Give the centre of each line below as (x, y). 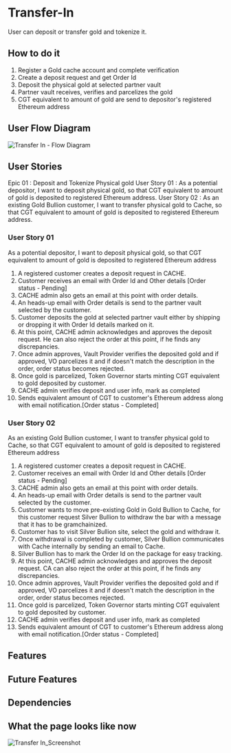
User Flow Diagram (49, 128)
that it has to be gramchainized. (63, 524)
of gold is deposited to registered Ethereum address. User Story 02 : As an (113, 198)
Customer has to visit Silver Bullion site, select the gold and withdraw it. (119, 531)
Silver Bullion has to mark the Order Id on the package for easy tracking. (120, 553)
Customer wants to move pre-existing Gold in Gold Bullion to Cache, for (119, 509)
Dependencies (40, 703)
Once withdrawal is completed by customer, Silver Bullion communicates (121, 539)
